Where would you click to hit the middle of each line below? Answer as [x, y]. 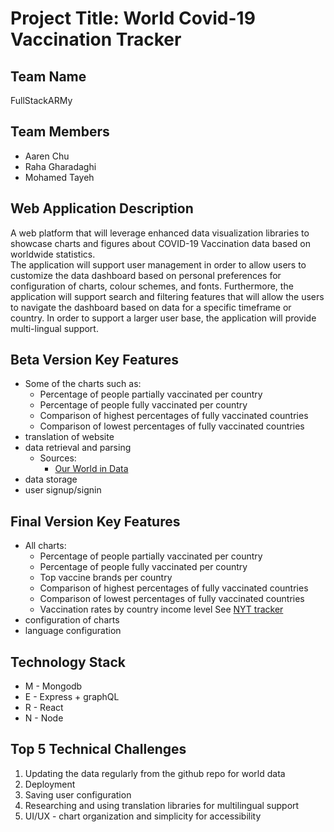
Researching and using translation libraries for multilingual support [162, 805]
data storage [51, 479]
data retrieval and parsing [78, 448]
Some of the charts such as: [83, 384]
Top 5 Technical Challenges [98, 749]
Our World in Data [91, 469]
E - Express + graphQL [72, 697]
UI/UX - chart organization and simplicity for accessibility [143, 816]
